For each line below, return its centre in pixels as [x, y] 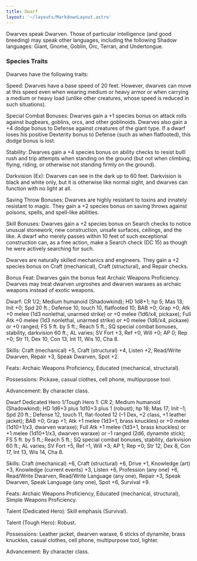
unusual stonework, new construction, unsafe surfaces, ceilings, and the [94, 230]
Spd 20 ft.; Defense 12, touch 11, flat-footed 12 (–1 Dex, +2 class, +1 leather [96, 414]
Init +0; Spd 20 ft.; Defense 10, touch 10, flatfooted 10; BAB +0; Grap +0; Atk [98, 308]
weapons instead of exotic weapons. [51, 290]
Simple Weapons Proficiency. [42, 499]
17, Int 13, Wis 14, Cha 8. [35, 452]
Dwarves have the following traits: [47, 74]
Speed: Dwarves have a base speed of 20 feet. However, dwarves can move [99, 85]
